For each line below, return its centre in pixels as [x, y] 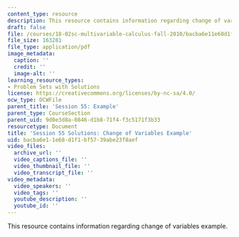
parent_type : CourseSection [49, 113]
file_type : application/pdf [49, 47]
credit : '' [30, 67]
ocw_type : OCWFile [34, 100]
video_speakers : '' [43, 186]
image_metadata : [31, 54]
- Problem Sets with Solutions [54, 87]
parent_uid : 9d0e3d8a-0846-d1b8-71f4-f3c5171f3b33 [84, 120]
